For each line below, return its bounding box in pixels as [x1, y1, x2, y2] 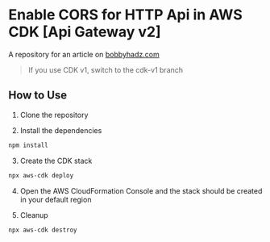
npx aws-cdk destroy [8, 226, 78, 234]
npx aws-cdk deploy [8, 171, 74, 179]
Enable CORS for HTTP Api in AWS [8, 6, 243, 24]
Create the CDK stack [19, 156, 93, 165]
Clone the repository [19, 110, 89, 119]
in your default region [19, 194, 92, 204]
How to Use [8, 89, 68, 102]
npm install [8, 141, 48, 149]
